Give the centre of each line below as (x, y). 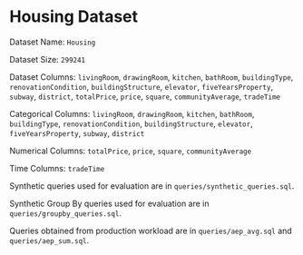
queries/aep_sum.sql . (49, 240)
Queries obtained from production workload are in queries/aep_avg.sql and (151, 230)
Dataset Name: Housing (53, 42)
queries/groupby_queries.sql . (66, 213)
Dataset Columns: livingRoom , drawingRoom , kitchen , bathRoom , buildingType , (151, 77)
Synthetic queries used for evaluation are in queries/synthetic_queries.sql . (152, 186)
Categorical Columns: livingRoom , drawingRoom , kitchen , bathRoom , (132, 113)
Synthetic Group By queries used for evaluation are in (110, 203)
